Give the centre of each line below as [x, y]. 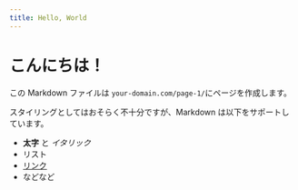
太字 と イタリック [57, 143]
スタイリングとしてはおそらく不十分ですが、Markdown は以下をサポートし [149, 112]
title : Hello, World [49, 18]
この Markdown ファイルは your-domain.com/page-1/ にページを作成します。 [151, 93]
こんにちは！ [58, 65]
